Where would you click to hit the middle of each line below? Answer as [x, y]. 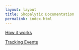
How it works [19, 33]
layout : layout [21, 10]
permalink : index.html [29, 19]
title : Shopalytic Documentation [40, 14]
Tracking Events [22, 42]
